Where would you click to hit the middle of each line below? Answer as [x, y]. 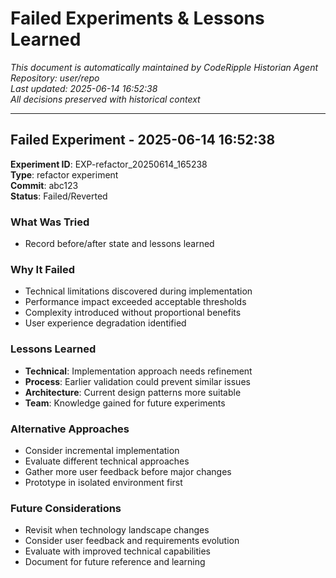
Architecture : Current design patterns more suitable [133, 392]
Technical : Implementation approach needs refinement [138, 371]
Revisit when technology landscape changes [117, 530]
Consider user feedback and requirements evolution [132, 541]
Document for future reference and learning [115, 562]
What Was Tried [50, 222]
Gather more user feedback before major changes [128, 471]
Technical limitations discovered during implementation [138, 291]
